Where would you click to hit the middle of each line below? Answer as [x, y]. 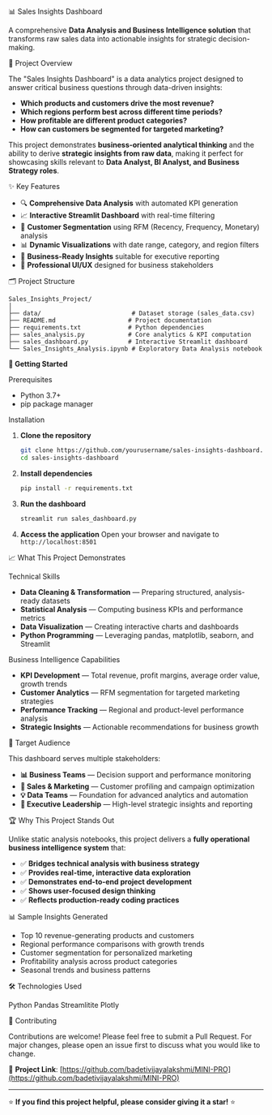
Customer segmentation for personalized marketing [106, 953]
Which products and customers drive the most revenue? [117, 103]
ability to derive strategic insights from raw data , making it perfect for [126, 153]
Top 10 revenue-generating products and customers [107, 935]
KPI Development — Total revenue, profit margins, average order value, [140, 675]
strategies [37, 701]
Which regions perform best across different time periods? [121, 112]
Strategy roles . [34, 170]
